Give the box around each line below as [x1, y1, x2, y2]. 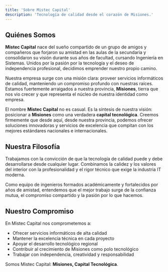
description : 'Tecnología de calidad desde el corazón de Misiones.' [5, 12, 154, 17]
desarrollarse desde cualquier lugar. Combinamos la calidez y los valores [5, 161, 156, 167]
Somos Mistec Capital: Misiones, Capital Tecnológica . [5, 261, 119, 267]
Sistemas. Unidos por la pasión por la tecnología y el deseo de [5, 60, 134, 66]
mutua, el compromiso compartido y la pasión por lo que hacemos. [5, 192, 144, 198]
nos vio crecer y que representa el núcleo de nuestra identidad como [5, 91, 148, 97]
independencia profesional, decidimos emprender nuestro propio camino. [5, 65, 157, 72]
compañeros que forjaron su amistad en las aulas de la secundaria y [5, 49, 146, 55]
